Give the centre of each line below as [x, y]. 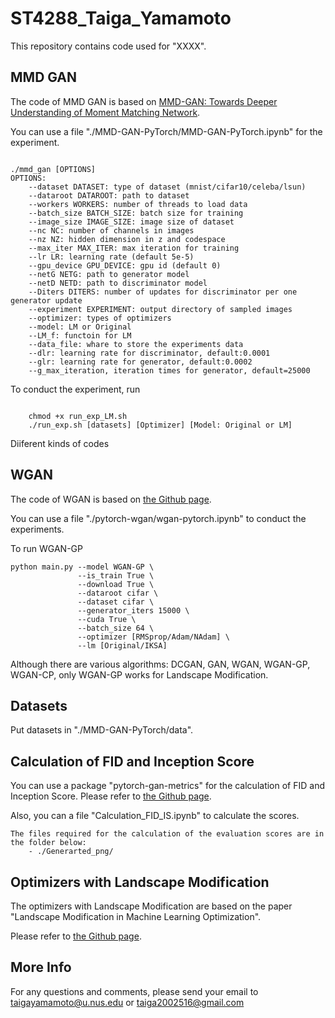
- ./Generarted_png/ [71, 852]
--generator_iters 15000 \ [133, 610]
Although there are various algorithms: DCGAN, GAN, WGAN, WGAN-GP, [160, 664]
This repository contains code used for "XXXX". [108, 46]
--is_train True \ [116, 575]
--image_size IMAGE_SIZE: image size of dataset [131, 222]
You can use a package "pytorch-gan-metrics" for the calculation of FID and [168, 786]
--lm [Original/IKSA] [122, 645]
